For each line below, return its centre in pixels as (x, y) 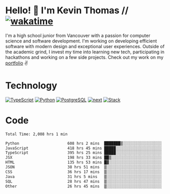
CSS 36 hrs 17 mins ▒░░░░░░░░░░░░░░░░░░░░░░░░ (83, 172)
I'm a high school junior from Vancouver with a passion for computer (78, 35)
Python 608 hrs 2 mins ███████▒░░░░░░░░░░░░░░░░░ (83, 143)
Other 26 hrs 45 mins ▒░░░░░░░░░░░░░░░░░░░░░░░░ (83, 186)
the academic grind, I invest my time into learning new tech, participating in (85, 52)
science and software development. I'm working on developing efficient (81, 41)
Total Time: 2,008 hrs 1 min (36, 134)
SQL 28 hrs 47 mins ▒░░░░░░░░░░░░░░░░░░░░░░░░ (83, 181)
